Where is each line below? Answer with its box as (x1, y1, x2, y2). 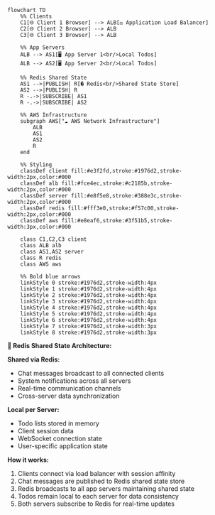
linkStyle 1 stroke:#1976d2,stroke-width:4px (20, 286, 158, 293)
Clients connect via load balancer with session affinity (17, 470, 176, 477)
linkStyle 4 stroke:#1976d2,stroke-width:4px (20, 304, 158, 311)
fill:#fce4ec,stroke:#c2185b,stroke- (61, 180, 173, 187)
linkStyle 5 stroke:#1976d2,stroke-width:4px (20, 310, 158, 318)
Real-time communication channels (17, 384, 121, 392)
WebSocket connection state (17, 434, 103, 443)
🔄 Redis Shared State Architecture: (7, 342, 112, 349)
